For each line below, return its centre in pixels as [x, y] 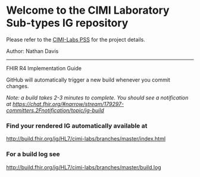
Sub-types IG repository [67, 23]
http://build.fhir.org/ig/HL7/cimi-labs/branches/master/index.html [86, 139]
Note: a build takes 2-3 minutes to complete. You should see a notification [97, 97]
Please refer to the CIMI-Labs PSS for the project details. [76, 39]
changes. [18, 86]
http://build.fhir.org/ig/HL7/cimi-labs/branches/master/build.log [84, 167]
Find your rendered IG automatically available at [77, 126]
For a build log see [33, 154]
